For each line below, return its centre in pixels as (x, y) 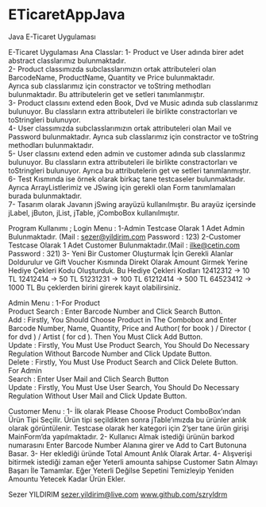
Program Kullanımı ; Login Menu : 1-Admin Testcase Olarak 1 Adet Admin (126, 228)
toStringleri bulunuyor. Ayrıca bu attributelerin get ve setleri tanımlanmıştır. (130, 170)
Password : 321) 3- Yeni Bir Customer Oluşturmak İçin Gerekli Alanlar (121, 253)
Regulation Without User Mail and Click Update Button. (98, 396)
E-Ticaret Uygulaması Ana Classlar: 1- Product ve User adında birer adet (126, 52)
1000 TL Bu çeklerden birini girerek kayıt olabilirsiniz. (94, 287)
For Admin (25, 370)
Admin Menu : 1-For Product (54, 302)
